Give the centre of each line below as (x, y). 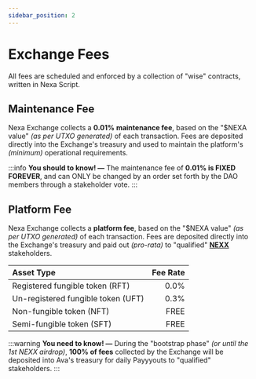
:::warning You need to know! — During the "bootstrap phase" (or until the (128, 344)
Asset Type (34, 273)
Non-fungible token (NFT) (61, 312)
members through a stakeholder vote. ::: (73, 184)
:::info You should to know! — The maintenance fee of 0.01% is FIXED (122, 168)
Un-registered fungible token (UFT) (78, 299)
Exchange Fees (59, 54)
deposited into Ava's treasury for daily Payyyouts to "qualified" (110, 360)
